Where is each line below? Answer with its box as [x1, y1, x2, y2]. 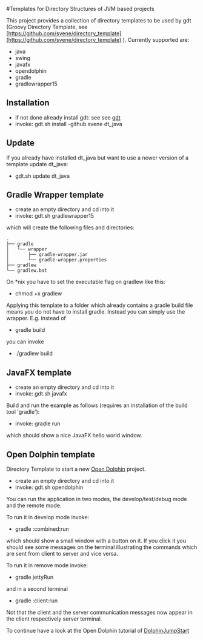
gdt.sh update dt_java [15, 172, 70, 180]
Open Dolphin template [6, 449, 96, 460]
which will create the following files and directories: [6, 224, 135, 231]
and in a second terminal [6, 585, 68, 593]
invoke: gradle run [15, 420, 61, 427]
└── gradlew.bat [6, 268, 47, 274]
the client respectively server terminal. [6, 615, 102, 622]
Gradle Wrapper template [6, 190, 104, 200]
